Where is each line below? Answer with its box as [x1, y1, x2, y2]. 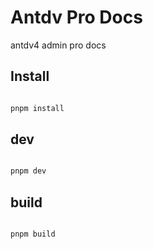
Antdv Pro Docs [10, 6, 143, 29]
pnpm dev [10, 166, 47, 176]
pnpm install [10, 103, 65, 113]
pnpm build [10, 229, 56, 240]
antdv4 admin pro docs [10, 39, 107, 51]
